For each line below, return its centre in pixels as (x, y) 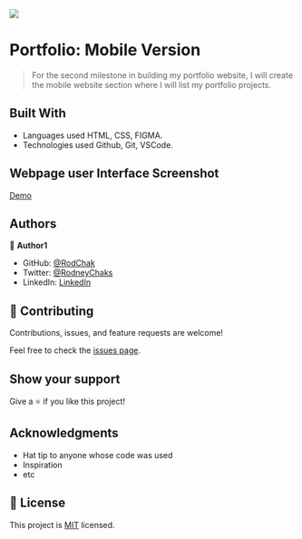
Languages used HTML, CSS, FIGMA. (93, 135)
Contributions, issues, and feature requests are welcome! (117, 333)
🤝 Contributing (52, 311)
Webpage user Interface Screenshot (114, 174)
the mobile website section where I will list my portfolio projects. (151, 84)
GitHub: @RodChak (58, 263)
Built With (38, 113)
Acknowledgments (64, 433)
